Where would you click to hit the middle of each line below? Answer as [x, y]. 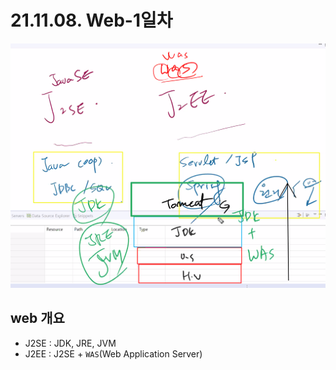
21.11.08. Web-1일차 [91, 20]
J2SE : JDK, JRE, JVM [70, 343]
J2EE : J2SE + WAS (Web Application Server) [113, 353]
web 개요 [37, 318]
